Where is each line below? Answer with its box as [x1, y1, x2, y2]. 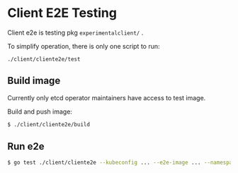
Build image [7, 75, 61, 87]
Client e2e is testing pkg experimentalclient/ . [7, 28, 144, 37]
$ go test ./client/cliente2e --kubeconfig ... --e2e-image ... [7, 159, 201, 167]
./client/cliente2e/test [7, 55, 81, 63]
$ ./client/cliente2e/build [7, 121, 91, 128]
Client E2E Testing [7, 5, 117, 21]
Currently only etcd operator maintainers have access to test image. [7, 93, 206, 102]
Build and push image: [7, 107, 73, 116]
